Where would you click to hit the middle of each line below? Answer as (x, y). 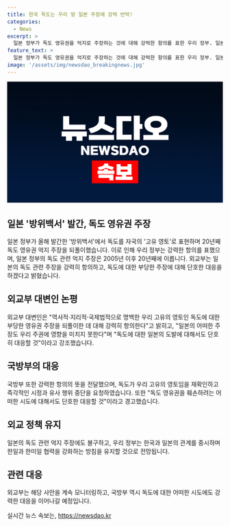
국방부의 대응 (33, 366)
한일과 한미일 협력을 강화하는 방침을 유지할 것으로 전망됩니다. (88, 451)
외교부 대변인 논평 (42, 299)
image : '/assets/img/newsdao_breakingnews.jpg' (76, 65)
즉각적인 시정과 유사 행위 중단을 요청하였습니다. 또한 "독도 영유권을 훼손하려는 (111, 393)
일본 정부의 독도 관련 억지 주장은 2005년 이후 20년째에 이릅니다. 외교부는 (114, 259)
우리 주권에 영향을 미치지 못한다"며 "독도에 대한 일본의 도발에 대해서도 (113, 334)
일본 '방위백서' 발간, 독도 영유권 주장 (79, 223)
